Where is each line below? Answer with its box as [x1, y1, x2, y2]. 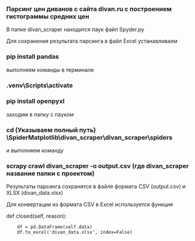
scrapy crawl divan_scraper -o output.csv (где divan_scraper [6, 162, 189, 170]
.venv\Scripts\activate [6, 81, 73, 89]
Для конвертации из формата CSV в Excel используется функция [6, 201, 173, 208]
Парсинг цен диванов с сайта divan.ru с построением [6, 5, 172, 13]
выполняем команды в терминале [6, 66, 94, 73]
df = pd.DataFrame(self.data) [17, 224, 93, 230]
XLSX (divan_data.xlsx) [6, 189, 64, 197]
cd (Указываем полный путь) [6, 125, 96, 134]
